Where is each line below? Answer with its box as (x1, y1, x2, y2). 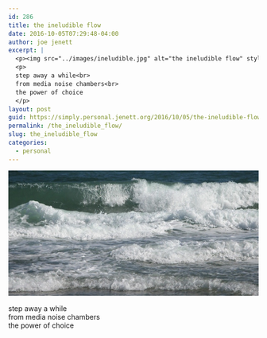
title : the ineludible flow (8, 21, 102, 29)
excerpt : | (8, 46, 44, 55)
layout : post (8, 105, 52, 113)
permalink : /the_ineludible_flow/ (8, 122, 123, 130)
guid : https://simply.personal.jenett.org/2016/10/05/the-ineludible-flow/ (8, 114, 265, 122)
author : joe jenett (8, 38, 73, 46)
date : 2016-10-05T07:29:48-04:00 (8, 29, 119, 37)
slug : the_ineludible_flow (8, 130, 98, 138)
